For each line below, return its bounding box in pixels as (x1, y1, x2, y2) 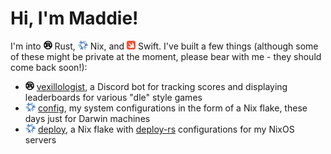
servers (24, 133, 57, 146)
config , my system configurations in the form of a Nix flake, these (37, 102, 308, 114)
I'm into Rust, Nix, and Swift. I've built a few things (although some (10, 40, 319, 52)
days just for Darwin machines (24, 112, 151, 124)
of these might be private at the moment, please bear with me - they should (10, 50, 322, 62)
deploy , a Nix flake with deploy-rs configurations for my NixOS (37, 123, 295, 135)
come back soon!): (10, 61, 88, 73)
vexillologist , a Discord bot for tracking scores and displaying (36, 80, 288, 92)
